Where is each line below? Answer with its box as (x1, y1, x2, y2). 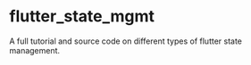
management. (9, 45, 61, 55)
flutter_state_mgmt (9, 6, 155, 27)
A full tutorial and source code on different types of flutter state (9, 36, 243, 46)
